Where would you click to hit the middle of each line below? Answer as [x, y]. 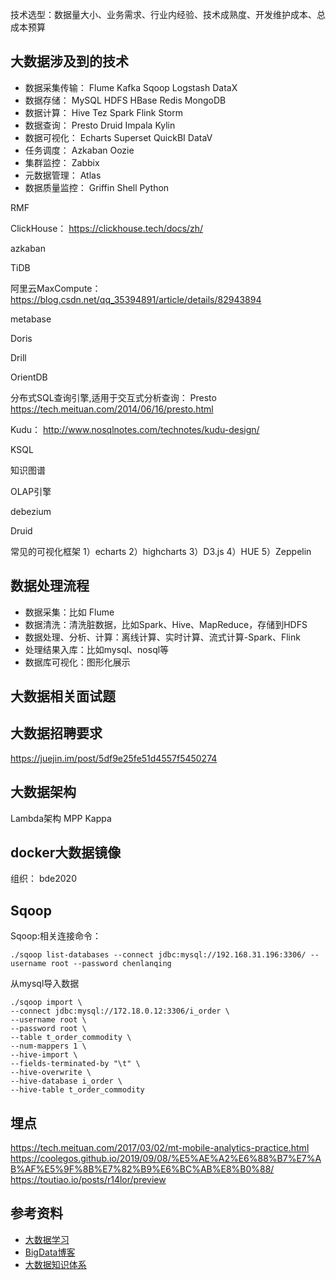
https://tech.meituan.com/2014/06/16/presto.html [112, 409]
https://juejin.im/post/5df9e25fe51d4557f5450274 [114, 758]
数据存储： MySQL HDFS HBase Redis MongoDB [125, 100]
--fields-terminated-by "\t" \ [75, 1064]
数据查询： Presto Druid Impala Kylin [100, 125]
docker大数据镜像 [66, 853]
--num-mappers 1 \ [48, 1046]
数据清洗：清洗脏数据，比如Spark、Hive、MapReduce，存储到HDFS [166, 624]
